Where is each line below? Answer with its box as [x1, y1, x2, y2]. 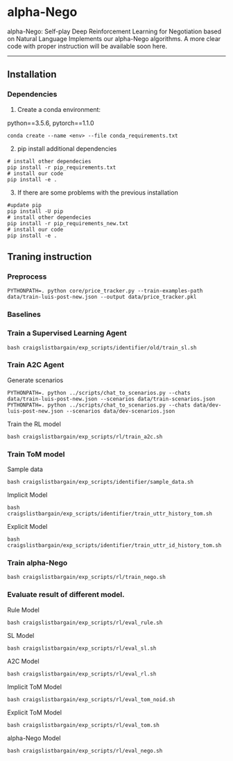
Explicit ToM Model [7, 708, 62, 717]
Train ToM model [7, 449, 65, 459]
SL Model [7, 631, 35, 639]
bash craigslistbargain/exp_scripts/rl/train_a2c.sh [7, 433, 163, 440]
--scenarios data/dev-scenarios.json [66, 407, 175, 414]
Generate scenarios [7, 376, 64, 384]
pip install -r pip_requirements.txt [7, 164, 116, 171]
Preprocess [7, 272, 47, 281]
